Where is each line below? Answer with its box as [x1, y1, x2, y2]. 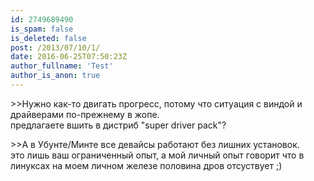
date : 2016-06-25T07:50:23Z [10, 52, 128, 62]
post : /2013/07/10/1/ [10, 42, 101, 53]
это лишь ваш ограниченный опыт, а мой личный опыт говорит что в [10, 149, 305, 161]
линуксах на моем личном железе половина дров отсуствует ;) [10, 159, 283, 171]
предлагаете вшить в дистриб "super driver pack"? [10, 119, 227, 131]
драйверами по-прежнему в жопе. [10, 108, 160, 120]
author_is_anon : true [10, 71, 101, 81]
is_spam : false [10, 24, 74, 34]
